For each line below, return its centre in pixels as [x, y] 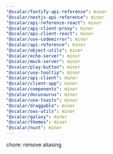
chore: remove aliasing [34, 144]
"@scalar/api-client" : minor [42, 78]
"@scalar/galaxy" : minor [37, 117]
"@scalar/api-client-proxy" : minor [50, 28]
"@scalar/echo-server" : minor [43, 56]
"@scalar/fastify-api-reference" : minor [57, 12]
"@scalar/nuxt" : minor [34, 128]
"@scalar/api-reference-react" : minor [54, 23]
